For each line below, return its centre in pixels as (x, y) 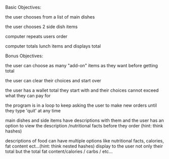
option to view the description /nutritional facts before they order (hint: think (84, 126)
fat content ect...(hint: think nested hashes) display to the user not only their (84, 146)
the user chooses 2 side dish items (42, 27)
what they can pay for (28, 96)
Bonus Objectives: (24, 56)
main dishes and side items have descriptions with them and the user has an (84, 120)
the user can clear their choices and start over (53, 81)
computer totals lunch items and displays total (53, 46)
